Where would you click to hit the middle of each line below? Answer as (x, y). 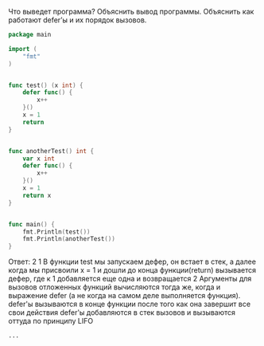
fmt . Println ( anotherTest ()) (69, 239)
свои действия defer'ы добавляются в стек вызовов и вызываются (122, 313)
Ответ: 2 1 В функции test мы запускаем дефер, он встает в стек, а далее (132, 261)
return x (37, 195)
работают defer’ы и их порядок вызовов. (78, 20)
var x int (39, 159)
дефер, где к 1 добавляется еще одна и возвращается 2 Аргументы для (130, 279)
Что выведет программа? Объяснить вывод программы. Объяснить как (131, 12)
